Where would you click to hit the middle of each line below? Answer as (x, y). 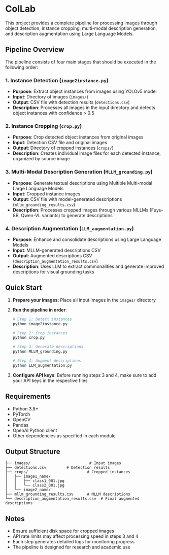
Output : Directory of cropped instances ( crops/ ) (63, 148)
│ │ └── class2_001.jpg (35, 485)
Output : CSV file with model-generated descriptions (67, 199)
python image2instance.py (40, 324)
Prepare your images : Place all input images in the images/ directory (84, 300)
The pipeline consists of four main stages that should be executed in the (81, 62)
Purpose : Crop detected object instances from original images (78, 137)
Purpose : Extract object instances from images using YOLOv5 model (84, 91)
